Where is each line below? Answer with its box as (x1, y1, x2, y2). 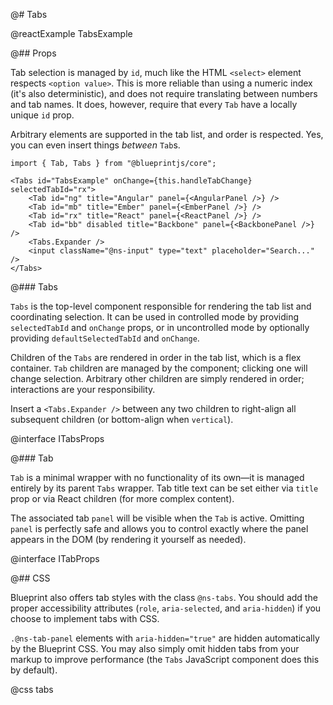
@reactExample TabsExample (10, 28, 133, 39)
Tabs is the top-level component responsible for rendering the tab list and (10, 300, 312, 312)
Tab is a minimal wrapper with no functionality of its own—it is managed (10, 472, 305, 483)
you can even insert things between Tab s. (10, 139, 181, 151)
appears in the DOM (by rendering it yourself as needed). (10, 534, 247, 545)
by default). (10, 664, 58, 676)
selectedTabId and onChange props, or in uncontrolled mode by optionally (10, 322, 310, 333)
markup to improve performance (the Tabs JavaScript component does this (10, 654, 320, 665)
